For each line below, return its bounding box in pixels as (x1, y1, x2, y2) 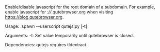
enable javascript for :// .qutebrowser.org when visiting (5, 9, 113, 15)
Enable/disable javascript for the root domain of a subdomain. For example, (5, 4, 155, 10)
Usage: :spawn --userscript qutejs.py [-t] (5, 23, 87, 29)
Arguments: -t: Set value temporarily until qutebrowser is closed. (5, 33, 134, 38)
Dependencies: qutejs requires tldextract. (5, 42, 88, 47)
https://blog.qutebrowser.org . (5, 14, 64, 20)
